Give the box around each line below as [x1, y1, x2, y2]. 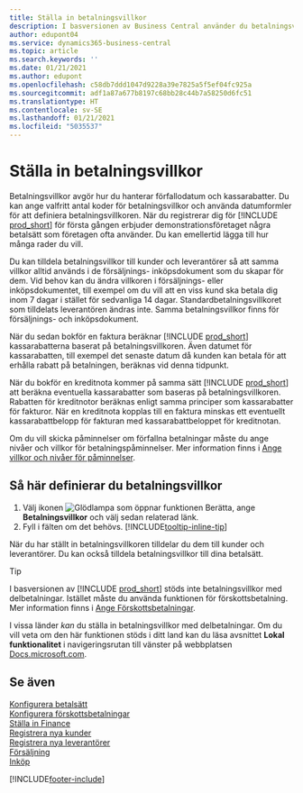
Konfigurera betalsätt [9, 698, 88, 709]
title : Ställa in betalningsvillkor [9, 13, 147, 23]
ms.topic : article [9, 47, 78, 56]
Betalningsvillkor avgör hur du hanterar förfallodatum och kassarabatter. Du [9, 190, 290, 201]
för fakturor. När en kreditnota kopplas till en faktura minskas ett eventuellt [9, 406, 286, 416]
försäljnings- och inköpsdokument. [9, 313, 139, 324]
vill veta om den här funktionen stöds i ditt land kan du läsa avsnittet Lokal [9, 629, 285, 640]
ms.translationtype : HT [9, 96, 99, 106]
